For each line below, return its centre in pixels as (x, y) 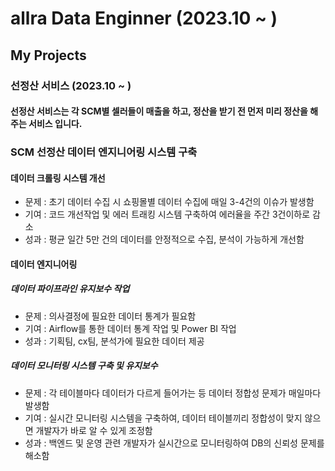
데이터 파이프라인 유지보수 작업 (70, 289)
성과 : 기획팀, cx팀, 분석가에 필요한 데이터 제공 (114, 341)
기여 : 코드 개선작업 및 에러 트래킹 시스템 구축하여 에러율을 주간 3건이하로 (167, 214)
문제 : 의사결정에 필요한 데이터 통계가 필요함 (110, 316)
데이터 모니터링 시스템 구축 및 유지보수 (84, 366)
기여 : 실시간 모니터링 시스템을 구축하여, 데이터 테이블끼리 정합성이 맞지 (163, 418)
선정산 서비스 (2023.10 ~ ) (71, 85)
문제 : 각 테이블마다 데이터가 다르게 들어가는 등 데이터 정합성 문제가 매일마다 (173, 393)
